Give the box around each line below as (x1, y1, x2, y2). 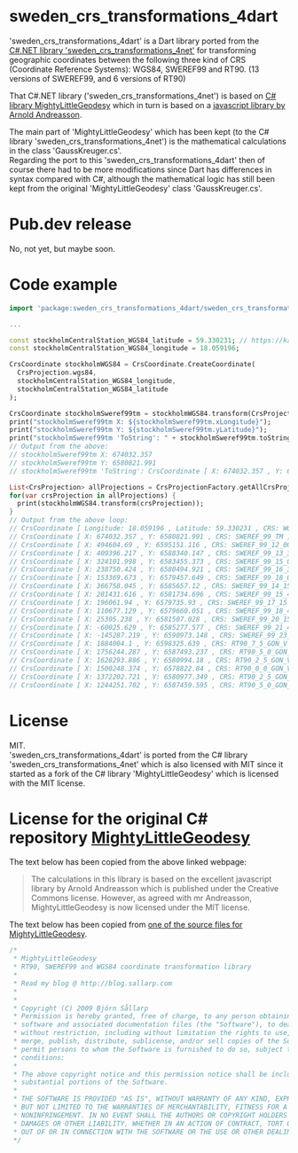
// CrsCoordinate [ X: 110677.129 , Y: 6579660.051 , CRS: (9, 606, 232, 616)
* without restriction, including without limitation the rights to (12, 1029, 272, 1038)
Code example (9, 275, 118, 294)
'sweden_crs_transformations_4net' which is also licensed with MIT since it (9, 758, 284, 769)
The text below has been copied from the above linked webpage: (9, 857, 247, 867)
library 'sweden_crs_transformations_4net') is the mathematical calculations (9, 136, 286, 146)
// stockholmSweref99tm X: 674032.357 (9, 451, 153, 459)
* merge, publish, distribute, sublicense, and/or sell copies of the (12, 1037, 279, 1046)
